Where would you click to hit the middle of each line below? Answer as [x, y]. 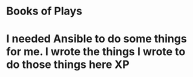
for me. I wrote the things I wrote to [96, 52]
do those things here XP [68, 65]
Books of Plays [44, 11]
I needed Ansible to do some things [97, 39]
